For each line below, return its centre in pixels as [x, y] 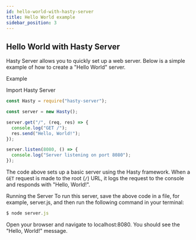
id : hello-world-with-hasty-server [50, 12]
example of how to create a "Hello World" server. [66, 67]
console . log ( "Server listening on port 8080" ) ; [71, 155]
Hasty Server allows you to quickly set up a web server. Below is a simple [96, 61]
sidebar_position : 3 [32, 23]
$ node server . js [28, 213]
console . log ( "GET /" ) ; [39, 128]
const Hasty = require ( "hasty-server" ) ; [57, 101]
